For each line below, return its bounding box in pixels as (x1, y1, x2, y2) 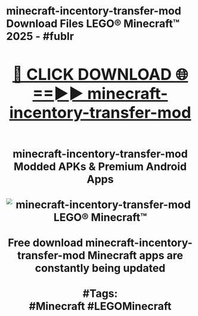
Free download (8, 236, 83, 249)
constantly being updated (35, 261, 166, 275)
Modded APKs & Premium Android (14, 159, 187, 173)
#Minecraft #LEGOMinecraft (29, 299, 172, 313)
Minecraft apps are (87, 248, 184, 262)
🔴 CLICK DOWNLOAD (12, 64, 172, 84)
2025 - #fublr (6, 30, 75, 43)
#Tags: (82, 287, 118, 300)
